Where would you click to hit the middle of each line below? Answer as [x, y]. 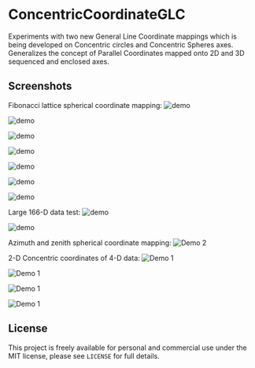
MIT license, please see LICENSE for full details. [84, 355]
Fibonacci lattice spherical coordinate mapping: [85, 105]
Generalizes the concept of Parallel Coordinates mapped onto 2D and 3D [126, 53]
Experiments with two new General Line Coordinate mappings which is [123, 36]
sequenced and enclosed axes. [59, 61]
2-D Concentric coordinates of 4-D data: [74, 258]
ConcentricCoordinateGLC [97, 15]
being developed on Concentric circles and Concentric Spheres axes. [121, 44]
